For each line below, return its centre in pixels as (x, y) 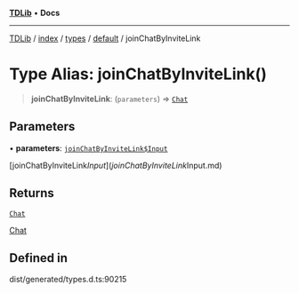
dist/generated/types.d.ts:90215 (68, 280)
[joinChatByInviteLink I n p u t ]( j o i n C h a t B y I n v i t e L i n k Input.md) (116, 165)
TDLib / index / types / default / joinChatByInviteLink (105, 38)
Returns (32, 193)
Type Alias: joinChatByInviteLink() (138, 74)
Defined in (39, 258)
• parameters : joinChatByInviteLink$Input (89, 148)
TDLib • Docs (35, 13)
